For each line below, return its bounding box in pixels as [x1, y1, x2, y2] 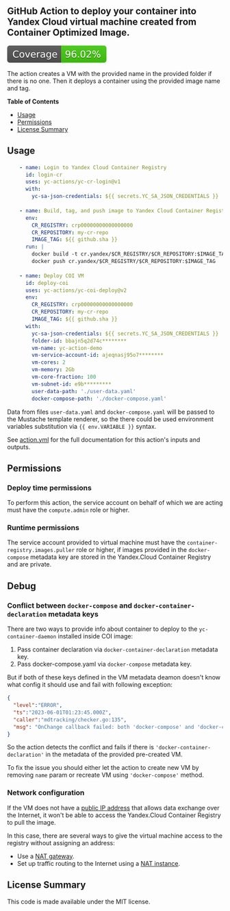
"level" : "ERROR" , [13, 702, 63, 709]
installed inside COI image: [57, 632, 133, 640]
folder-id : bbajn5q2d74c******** [31, 337, 127, 345]
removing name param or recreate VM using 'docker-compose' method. [7, 771, 204, 779]
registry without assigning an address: [7, 838, 115, 847]
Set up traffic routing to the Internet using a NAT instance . [16, 859, 181, 867]
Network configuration [7, 788, 85, 797]
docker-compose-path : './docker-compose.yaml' [31, 395, 167, 402]
